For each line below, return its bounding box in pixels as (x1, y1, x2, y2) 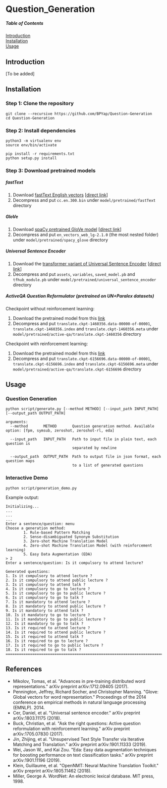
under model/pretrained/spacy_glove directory (12, 237, 109, 242)
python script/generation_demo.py (5, 485, 77, 490)
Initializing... (5, 504, 39, 509)
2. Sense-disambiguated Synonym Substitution (23, 534, 119, 539)
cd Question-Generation (5, 116, 55, 121)
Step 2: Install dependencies (5, 127, 76, 134)
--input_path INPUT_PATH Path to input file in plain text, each (10, 437, 157, 442)
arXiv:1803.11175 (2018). (12, 715, 61, 721)
